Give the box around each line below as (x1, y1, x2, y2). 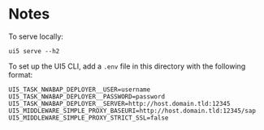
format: (8, 69, 33, 79)
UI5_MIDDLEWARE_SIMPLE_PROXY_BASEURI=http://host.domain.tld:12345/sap (8, 107, 256, 115)
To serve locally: (8, 31, 63, 41)
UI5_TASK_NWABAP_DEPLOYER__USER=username (8, 86, 151, 94)
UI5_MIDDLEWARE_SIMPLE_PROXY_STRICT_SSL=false (8, 114, 169, 122)
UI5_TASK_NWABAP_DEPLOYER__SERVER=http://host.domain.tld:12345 (8, 99, 231, 107)
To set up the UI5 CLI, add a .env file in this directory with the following (8, 61, 246, 71)
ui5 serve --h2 (8, 47, 60, 55)
